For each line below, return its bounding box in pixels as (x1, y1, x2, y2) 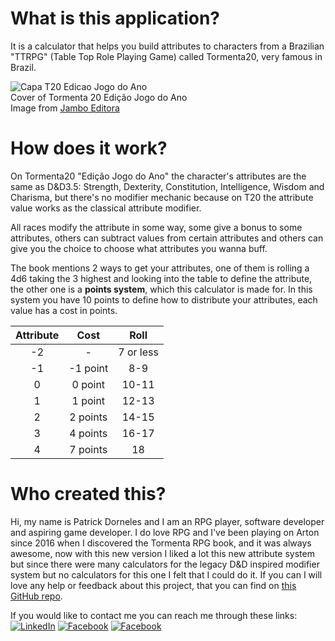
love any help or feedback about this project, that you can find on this (10, 579, 297, 591)
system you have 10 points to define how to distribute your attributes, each (10, 293, 318, 306)
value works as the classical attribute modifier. (10, 202, 202, 214)
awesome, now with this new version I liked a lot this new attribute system (10, 547, 315, 559)
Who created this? (10, 483, 167, 506)
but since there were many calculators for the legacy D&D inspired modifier (10, 558, 320, 570)
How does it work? (10, 137, 168, 160)
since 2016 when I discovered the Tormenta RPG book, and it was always (10, 537, 312, 549)
